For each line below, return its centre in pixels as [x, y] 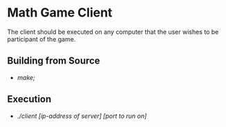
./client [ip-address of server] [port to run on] [82, 116]
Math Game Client [60, 13]
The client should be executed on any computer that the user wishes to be [113, 32]
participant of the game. [41, 39]
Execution [29, 99]
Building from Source [54, 61]
